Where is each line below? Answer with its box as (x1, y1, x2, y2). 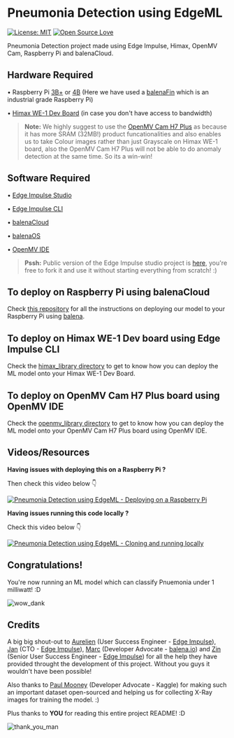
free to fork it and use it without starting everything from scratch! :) (24, 266, 218, 274)
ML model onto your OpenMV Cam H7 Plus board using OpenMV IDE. (7, 426, 207, 435)
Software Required (7, 173, 91, 184)
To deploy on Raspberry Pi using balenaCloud (7, 286, 210, 298)
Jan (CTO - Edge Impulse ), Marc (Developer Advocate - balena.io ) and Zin (7, 645, 221, 653)
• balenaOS (7, 231, 41, 240)
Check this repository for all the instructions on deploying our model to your (7, 305, 226, 313)
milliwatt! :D (7, 585, 41, 593)
